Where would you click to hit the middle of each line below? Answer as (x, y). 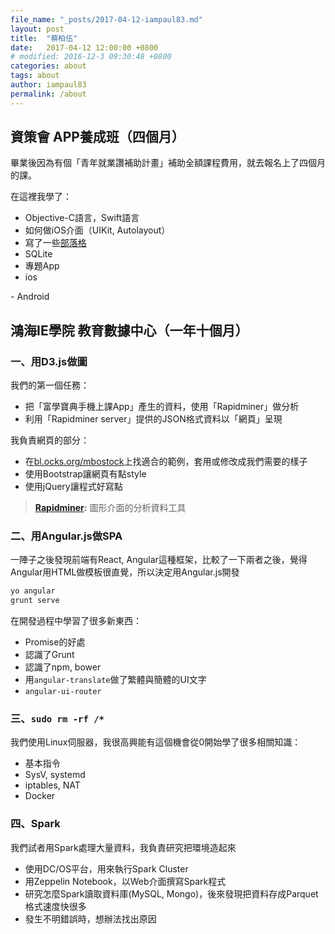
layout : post (37, 29)
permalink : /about (48, 94)
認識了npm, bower (63, 667)
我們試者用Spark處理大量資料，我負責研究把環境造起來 (123, 847)
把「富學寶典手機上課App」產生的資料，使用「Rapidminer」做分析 (162, 407)
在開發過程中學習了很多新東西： (76, 621)
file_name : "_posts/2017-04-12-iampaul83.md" (106, 19)
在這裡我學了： (41, 197)
